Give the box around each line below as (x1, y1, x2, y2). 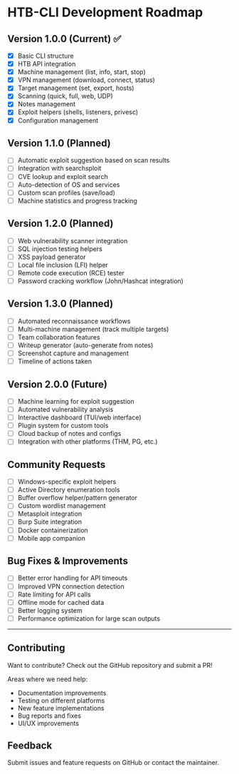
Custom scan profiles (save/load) (17, 188, 116, 197)
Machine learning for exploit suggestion (17, 397, 134, 405)
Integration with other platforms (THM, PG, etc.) (17, 437, 158, 446)
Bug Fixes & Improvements (7, 555, 128, 567)
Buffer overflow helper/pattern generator (17, 494, 137, 502)
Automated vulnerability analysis (17, 405, 114, 414)
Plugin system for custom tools (17, 422, 109, 430)
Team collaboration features (17, 332, 101, 341)
